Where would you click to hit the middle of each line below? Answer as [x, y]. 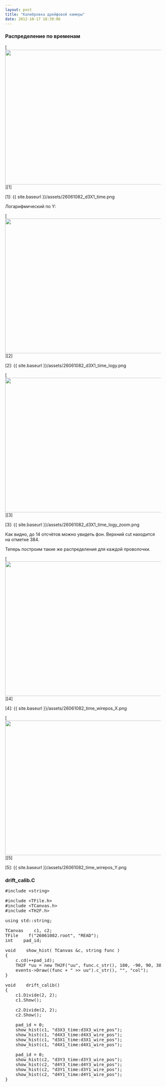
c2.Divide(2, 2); [37, 1010]
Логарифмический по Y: [30, 206]
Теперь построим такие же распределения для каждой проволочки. [78, 549]
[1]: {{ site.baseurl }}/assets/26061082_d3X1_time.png [60, 197]
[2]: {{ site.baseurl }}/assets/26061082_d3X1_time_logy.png [66, 365]
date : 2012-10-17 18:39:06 [33, 19]
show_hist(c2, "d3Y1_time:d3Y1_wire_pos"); [69, 1069]
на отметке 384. [22, 540]
